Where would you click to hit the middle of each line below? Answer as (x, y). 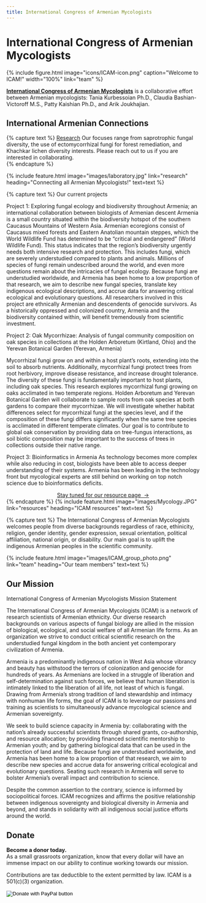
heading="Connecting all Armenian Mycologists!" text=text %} (85, 182)
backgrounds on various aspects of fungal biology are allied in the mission (100, 624)
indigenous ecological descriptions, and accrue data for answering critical (100, 291)
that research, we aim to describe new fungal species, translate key (92, 285)
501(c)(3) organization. (35, 881)
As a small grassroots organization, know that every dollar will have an (95, 856)
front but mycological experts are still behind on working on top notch (94, 477)
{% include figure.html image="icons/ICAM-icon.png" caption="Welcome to (102, 72)
